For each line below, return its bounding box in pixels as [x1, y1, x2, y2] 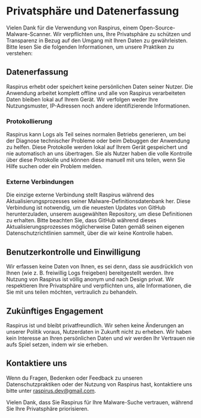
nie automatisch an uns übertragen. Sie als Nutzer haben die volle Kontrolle [6, 150, 193, 157]
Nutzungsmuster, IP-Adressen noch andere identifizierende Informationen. [6, 102, 191, 109]
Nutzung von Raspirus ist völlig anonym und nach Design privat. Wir [6, 276, 175, 283]
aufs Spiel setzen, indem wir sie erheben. [6, 341, 109, 348]
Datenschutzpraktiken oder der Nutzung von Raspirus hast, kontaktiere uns [6, 380, 193, 388]
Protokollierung [6, 117, 53, 126]
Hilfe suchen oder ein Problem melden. [6, 163, 103, 170]
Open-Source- [139, 24, 176, 31]
